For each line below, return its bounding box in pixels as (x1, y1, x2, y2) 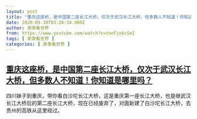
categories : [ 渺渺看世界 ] (6, 42, 70, 47)
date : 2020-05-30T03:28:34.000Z (6, 19, 85, 25)
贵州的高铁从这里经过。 (6, 107, 63, 114)
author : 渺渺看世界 (6, 25, 49, 31)
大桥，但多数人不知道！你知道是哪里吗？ (6, 76, 152, 86)
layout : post (6, 8, 38, 15)
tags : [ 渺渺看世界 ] (6, 36, 55, 42)
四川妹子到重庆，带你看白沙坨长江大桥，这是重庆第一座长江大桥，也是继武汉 (6, 92, 191, 99)
